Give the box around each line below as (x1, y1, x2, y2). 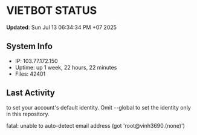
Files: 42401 (15, 70, 46, 77)
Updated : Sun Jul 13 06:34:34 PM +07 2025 (6, 24, 117, 31)
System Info (6, 41, 53, 51)
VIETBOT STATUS (6, 4, 97, 18)
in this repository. (6, 110, 50, 117)
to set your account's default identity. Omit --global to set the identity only (6, 104, 192, 111)
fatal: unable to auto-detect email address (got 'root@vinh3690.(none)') (6, 122, 186, 129)
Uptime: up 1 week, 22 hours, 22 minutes (15, 64, 117, 71)
